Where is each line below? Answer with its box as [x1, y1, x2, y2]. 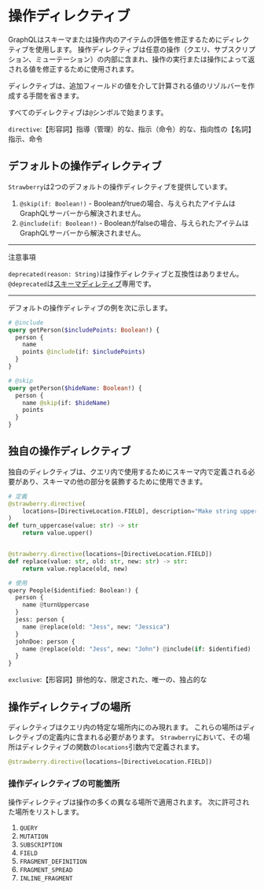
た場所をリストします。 [8, 807, 84, 817]
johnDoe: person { [15, 637, 76, 646]
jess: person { [15, 616, 65, 624]
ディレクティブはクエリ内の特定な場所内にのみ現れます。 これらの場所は [8, 722, 243, 732]
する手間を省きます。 [14, 91, 84, 100]
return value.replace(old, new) [22, 565, 128, 573]
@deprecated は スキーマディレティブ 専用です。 [8, 279, 156, 288]
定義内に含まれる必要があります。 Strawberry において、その [49, 732, 244, 741]
